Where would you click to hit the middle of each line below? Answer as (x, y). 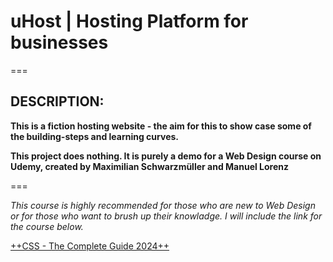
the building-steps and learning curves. (94, 136)
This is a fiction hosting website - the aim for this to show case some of (161, 126)
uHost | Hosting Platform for (129, 21)
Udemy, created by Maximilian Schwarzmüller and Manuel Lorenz (150, 166)
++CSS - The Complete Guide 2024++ (90, 246)
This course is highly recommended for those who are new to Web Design (163, 205)
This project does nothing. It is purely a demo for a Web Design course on (166, 156)
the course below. (47, 226)
